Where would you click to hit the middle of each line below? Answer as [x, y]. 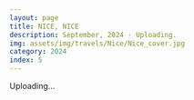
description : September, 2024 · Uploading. [93, 35]
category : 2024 [38, 52]
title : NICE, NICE [44, 26]
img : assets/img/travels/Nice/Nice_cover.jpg [97, 43]
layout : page [34, 18]
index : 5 [26, 60]
